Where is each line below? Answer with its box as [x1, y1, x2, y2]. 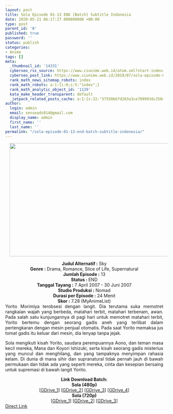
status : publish [5, 40, 39, 45]
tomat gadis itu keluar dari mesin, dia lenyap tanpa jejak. [5, 330, 121, 336]
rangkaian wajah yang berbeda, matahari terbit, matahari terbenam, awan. [5, 309, 163, 315]
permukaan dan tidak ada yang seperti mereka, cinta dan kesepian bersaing [5, 361, 163, 368]
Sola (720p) [72, 392, 97, 398]
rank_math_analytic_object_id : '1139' [10, 87, 91, 92]
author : [5, 101, 22, 106]
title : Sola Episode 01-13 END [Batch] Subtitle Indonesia [5, 12, 131, 17]
